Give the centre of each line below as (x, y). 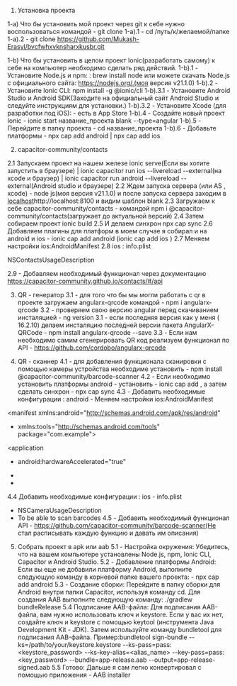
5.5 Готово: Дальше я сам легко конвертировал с (127, 667)
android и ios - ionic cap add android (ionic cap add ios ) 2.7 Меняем (109, 238)
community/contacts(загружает (54, 216)
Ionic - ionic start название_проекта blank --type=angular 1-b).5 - (104, 121)
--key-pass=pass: (198, 652)
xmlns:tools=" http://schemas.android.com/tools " (89, 426)
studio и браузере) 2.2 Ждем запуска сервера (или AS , (142, 186)
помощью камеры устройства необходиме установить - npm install (120, 369)
